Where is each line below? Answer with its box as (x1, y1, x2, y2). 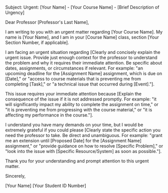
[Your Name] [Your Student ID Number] (5, 182, 86, 188)
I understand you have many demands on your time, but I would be (5, 122, 143, 127)
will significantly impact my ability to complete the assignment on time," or (5, 101, 159, 107)
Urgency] (5, 9, 25, 15)
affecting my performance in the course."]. (5, 112, 94, 118)
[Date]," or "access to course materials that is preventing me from (5, 76, 141, 81)
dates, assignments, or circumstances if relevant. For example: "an (5, 65, 143, 71)
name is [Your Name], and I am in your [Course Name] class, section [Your (5, 34, 159, 40)
